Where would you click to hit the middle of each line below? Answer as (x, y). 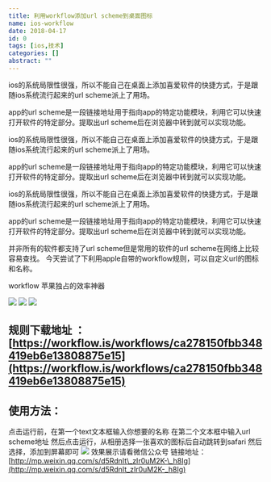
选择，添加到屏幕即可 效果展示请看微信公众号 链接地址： (107, 452)
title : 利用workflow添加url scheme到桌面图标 (81, 16)
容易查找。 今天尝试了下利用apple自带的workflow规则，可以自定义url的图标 (134, 258)
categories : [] (34, 53)
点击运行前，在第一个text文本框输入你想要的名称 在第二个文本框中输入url (129, 432)
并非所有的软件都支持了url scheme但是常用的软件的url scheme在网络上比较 (134, 248)
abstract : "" (30, 61)
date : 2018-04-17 (38, 31)
